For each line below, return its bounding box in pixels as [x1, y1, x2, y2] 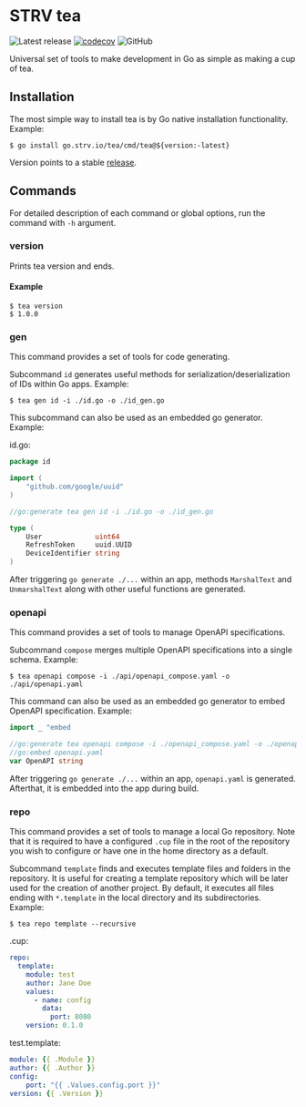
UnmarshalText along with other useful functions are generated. [9, 584, 246, 595]
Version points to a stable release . [9, 157, 138, 168]
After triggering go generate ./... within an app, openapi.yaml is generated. [9, 773, 296, 784]
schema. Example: [9, 654, 79, 665]
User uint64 [25, 532, 120, 541]
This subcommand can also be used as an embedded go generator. [9, 412, 263, 424]
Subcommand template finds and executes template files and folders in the [9, 863, 291, 875]
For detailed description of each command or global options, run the [9, 207, 266, 219]
